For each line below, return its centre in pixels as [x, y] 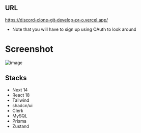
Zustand [21, 126]
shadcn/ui [22, 105]
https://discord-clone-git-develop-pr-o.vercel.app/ [56, 20]
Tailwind [21, 100]
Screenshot [29, 49]
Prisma [19, 121]
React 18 [21, 95]
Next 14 [20, 89]
